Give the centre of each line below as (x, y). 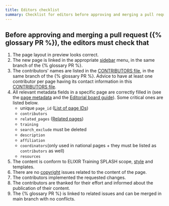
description (32, 135)
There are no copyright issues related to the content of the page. (79, 172)
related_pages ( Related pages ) (52, 119)
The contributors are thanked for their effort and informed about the (83, 183)
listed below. (25, 103)
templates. (23, 167)
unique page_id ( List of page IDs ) (54, 108)
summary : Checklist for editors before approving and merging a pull (80, 15)
